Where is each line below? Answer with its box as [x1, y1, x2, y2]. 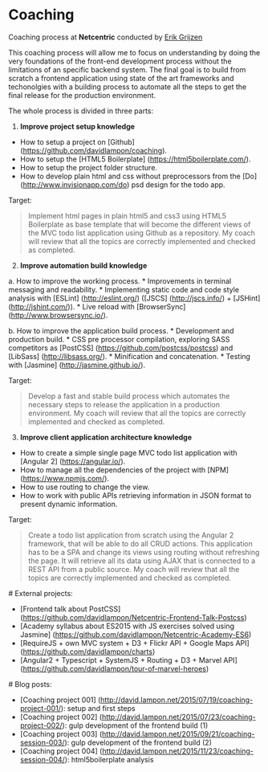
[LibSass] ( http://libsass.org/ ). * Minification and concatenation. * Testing [8, 351, 251, 361]
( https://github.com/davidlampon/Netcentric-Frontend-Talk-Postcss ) [19, 612, 247, 622]
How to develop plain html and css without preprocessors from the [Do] [19, 171, 258, 181]
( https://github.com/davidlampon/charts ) [19, 647, 156, 656]
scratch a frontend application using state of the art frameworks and [8, 73, 234, 83]
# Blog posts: [8, 679, 52, 688]
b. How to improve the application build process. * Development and [8, 325, 234, 335]
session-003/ [19, 737, 65, 747]
